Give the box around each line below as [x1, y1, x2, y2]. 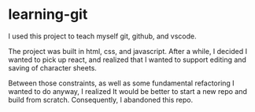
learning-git [8, 5, 88, 23]
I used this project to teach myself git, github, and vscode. [8, 31, 197, 41]
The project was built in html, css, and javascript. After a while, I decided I [8, 46, 248, 56]
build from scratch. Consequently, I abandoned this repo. [8, 95, 194, 104]
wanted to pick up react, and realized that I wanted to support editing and [8, 55, 246, 64]
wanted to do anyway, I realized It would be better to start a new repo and [8, 86, 248, 96]
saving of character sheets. [8, 63, 97, 72]
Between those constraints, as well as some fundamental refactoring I [8, 78, 235, 88]
